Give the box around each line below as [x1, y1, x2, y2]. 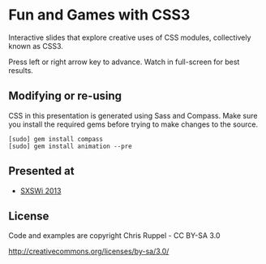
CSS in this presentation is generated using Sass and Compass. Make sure [8, 110, 258, 120]
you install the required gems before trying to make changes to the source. [8, 119, 258, 129]
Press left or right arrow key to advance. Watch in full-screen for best [8, 57, 240, 67]
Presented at [8, 164, 75, 178]
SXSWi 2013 [19, 185, 62, 196]
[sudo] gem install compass [8, 135, 104, 143]
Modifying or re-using [8, 89, 122, 103]
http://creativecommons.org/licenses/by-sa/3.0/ [8, 246, 169, 257]
